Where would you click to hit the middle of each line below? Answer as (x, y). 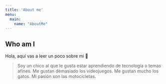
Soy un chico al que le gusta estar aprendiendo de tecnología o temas (89, 66)
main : (15, 19)
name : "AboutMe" (31, 24)
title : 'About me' (24, 10)
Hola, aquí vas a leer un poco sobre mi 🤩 (47, 56)
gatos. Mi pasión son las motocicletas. (57, 76)
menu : (11, 14)
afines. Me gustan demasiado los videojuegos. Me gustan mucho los (88, 71)
